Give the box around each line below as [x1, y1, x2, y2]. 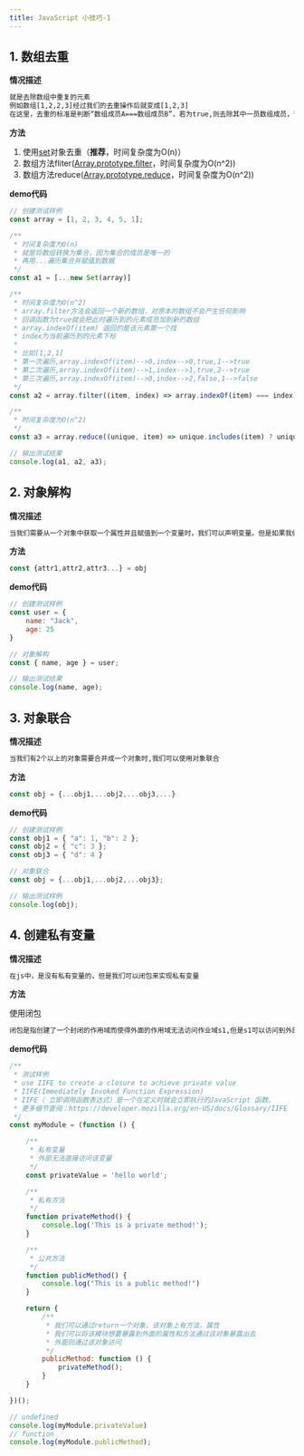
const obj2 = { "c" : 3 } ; [9, 842, 107, 852]
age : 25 [25, 624, 54, 634]
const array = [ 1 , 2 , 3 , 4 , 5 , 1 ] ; [9, 215, 144, 224]
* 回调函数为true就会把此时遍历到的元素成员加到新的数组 [13, 314, 200, 324]
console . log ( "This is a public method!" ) [42, 1279, 201, 1288]
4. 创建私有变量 [9, 928, 95, 943]
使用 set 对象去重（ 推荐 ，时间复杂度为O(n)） [22, 147, 186, 158]
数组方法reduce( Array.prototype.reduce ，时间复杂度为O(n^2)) [22, 169, 255, 180]
